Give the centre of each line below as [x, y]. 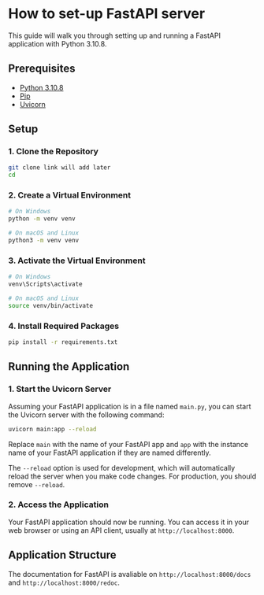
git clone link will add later [59, 168]
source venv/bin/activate [50, 305]
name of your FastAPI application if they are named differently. [110, 453]
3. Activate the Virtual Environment [77, 261]
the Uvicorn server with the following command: [86, 415]
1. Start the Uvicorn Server [60, 389]
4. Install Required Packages [64, 326]
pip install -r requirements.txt [63, 342]
